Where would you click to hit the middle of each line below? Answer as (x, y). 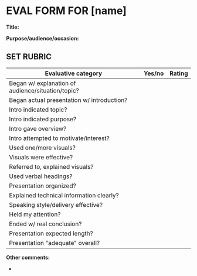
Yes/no (154, 73)
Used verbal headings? (41, 176)
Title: (13, 27)
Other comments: (28, 257)
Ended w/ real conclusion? (45, 224)
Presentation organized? (43, 186)
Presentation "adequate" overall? (55, 243)
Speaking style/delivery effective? (56, 205)
